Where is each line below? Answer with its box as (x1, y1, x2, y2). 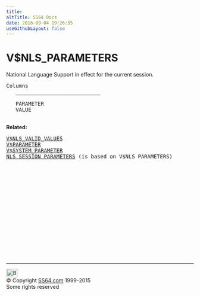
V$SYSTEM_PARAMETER (6, 147, 63, 154)
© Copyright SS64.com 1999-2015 (6, 277, 91, 284)
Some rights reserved (6, 283, 60, 291)
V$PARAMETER (6, 141, 41, 148)
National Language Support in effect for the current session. (6, 71, 154, 78)
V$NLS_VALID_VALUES (6, 135, 63, 142)
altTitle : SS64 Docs (6, 14, 58, 20)
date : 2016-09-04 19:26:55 (6, 20, 73, 26)
